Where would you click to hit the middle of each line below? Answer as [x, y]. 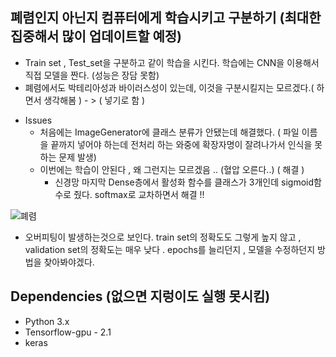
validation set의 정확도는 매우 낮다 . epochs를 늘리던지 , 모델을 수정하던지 [170, 249]
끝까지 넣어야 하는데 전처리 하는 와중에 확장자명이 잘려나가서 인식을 [181, 144]
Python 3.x [47, 321]
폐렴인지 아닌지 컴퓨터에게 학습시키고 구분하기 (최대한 [166, 18]
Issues [38, 120]
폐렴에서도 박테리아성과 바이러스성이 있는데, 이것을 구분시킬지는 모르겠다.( [169, 87]
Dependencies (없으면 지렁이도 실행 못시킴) [140, 296]
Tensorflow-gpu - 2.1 [68, 332]
